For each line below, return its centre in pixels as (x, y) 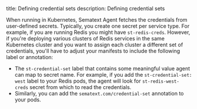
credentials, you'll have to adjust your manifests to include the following (93, 51)
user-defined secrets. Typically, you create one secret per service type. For (98, 26)
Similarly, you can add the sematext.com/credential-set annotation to (99, 93)
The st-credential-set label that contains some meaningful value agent (102, 69)
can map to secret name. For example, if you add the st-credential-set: (103, 75)
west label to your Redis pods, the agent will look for (78, 81)
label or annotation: (29, 57)
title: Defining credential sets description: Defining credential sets (86, 8)
